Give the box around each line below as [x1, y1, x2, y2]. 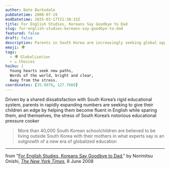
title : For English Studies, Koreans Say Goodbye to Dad [5, 21, 128, 27]
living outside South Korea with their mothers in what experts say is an [17, 133, 164, 139]
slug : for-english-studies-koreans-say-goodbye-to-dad [5, 26, 123, 31]
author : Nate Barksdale [5, 7, 56, 13]
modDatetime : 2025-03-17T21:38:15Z [5, 17, 80, 22]
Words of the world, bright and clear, [10, 73, 94, 78]
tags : [5, 49, 17, 54]
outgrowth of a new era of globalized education [17, 138, 117, 144]
